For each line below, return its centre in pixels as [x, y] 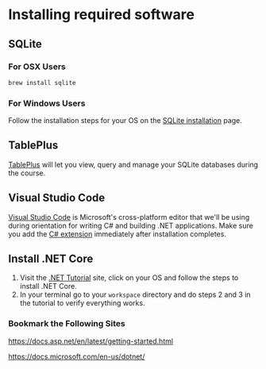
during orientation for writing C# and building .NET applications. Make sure [131, 225]
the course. [27, 173]
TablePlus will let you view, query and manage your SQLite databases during [133, 164]
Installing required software [101, 15]
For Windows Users [47, 103]
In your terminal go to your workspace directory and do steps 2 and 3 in [135, 294]
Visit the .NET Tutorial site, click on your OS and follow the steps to [129, 278]
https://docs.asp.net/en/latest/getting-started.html [91, 341]
